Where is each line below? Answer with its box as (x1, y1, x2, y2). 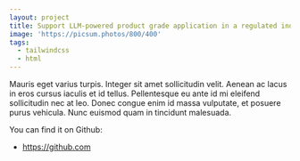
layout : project (9, 12, 70, 22)
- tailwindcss (17, 46, 70, 55)
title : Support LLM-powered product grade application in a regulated (9, 21, 278, 30)
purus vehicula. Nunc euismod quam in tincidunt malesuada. (9, 108, 232, 117)
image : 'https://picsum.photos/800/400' (9, 29, 162, 38)
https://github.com (21, 141, 91, 152)
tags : (9, 37, 29, 47)
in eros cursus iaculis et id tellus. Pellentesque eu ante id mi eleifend (9, 88, 261, 99)
